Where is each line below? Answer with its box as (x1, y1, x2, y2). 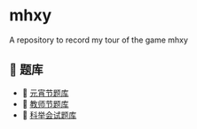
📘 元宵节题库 (21, 87, 69, 98)
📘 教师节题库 (21, 98, 69, 109)
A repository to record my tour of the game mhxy (9, 34, 189, 45)
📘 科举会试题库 (21, 110, 77, 120)
